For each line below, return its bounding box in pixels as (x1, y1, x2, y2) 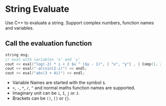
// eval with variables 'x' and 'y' (5, 57, 81, 62)
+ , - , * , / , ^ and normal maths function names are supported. (12, 85, 136, 91)
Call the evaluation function (5, 39, 92, 48)
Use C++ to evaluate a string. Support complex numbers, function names (5, 20, 154, 26)
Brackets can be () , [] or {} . (12, 95, 71, 102)
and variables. (5, 25, 34, 31)
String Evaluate (5, 3, 70, 15)
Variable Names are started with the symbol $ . (12, 80, 106, 86)
